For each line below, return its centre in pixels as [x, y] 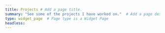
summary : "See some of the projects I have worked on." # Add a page [79, 14]
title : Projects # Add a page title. [44, 9]
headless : [15, 23]
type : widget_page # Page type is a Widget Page [57, 18]
